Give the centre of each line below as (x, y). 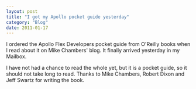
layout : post (22, 11)
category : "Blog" (27, 22)
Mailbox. (16, 56)
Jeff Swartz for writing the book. (45, 80)
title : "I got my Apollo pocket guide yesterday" (68, 17)
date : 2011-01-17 (27, 28)
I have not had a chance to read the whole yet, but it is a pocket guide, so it (97, 68)
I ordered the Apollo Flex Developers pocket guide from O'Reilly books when (98, 44)
